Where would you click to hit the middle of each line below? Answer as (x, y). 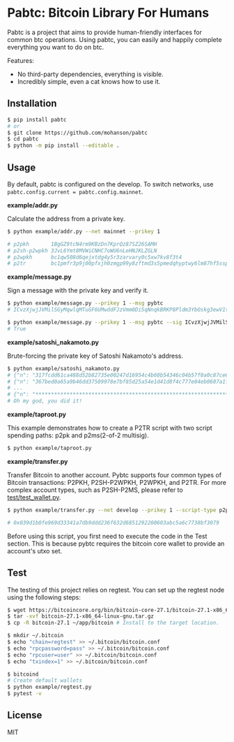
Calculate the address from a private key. (66, 219)
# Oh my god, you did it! (45, 401)
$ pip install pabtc (37, 119)
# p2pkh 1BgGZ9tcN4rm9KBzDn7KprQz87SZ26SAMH (82, 244)
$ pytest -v (24, 694)
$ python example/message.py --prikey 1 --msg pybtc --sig (95, 323)
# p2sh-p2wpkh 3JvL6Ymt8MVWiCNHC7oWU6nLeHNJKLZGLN (82, 250)
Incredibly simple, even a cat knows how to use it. (89, 81)
